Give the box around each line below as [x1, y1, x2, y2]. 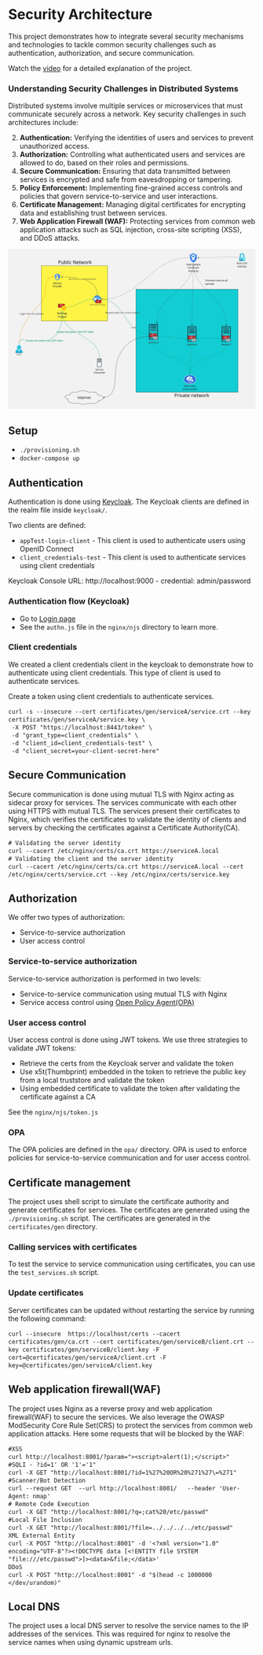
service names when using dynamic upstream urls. [8, 1638, 174, 1647]
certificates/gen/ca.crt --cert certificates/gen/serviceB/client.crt [8, 1338, 244, 1346]
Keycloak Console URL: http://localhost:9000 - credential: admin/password [8, 576, 251, 586]
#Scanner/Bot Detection [8, 1476, 86, 1484]
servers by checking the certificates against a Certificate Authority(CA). [8, 822, 241, 832]
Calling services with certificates [8, 1242, 137, 1253]
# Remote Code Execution [8, 1500, 89, 1508]
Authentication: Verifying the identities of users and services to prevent [19, 133, 254, 142]
